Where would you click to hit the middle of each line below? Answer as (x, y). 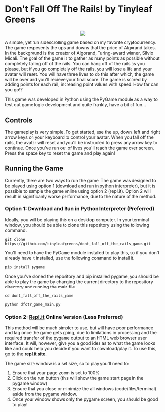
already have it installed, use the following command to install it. (70, 258)
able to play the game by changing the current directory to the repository (79, 281)
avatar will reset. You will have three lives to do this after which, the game (80, 74)
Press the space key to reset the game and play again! (60, 153)
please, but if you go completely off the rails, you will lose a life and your (79, 69)
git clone (15, 239)
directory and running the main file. (41, 287)
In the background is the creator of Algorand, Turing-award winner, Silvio (79, 53)
